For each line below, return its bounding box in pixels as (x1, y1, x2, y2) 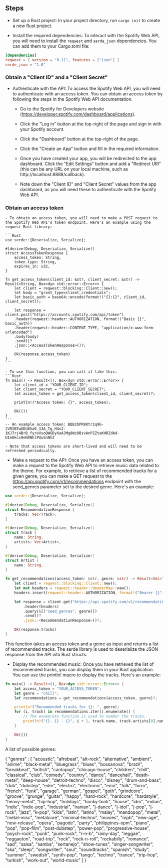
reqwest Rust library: (5, 224, 52, 230)
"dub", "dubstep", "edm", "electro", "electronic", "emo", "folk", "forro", (5, 782, 148, 788)
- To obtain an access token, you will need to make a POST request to (5, 216, 157, 221)
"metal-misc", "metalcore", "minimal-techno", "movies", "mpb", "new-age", (5, 814, 159, 820)
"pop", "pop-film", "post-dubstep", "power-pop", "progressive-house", (5, 825, 150, 831)
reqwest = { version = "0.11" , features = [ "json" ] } (5, 57, 120, 62)
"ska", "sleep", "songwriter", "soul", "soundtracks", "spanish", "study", (5, 846, 150, 852)
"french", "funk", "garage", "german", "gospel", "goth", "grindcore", (5, 788, 143, 794)
